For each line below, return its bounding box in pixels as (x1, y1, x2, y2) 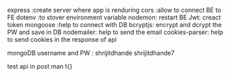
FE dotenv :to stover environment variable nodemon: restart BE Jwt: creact (7, 13, 221, 22)
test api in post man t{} (7, 62, 73, 70)
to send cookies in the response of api (7, 35, 117, 44)
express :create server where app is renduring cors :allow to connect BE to (7, 6, 222, 14)
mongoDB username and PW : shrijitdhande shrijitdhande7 (7, 49, 175, 57)
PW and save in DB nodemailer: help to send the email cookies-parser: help (7, 28, 224, 36)
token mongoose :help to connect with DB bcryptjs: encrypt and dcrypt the (7, 21, 222, 28)
